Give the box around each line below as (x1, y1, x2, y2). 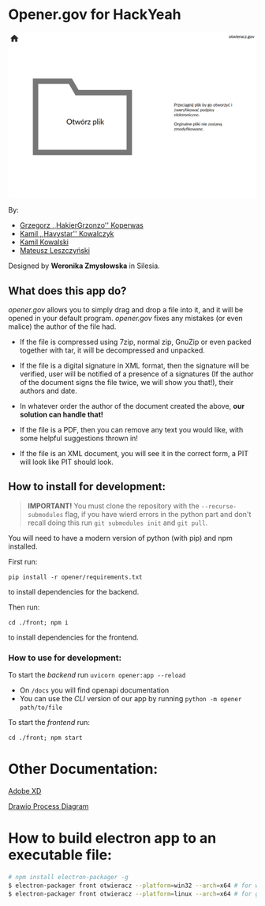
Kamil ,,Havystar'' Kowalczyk (19, 229, 114, 239)
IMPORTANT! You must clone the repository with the (27, 500, 200, 511)
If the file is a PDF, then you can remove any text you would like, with (19, 425, 244, 434)
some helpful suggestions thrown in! (19, 433, 138, 443)
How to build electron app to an (8, 829, 217, 847)
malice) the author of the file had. (8, 322, 117, 331)
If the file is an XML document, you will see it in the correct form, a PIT (19, 448, 248, 458)
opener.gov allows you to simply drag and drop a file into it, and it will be (8, 304, 244, 314)
